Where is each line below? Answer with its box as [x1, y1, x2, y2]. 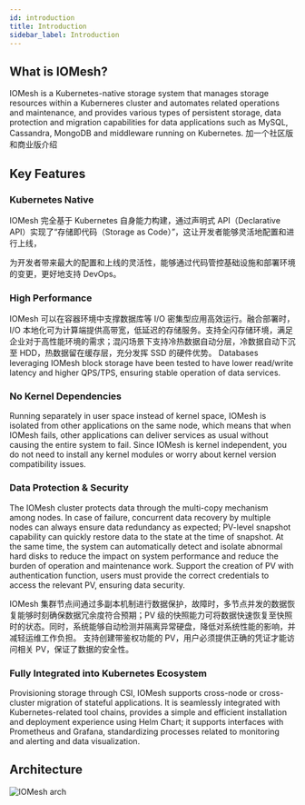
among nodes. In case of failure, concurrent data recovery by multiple [9, 512, 271, 522]
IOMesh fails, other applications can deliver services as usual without [9, 430, 269, 441]
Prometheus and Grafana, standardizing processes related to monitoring [9, 726, 280, 737]
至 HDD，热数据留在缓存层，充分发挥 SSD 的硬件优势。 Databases [9, 347, 259, 359]
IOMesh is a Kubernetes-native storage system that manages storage [9, 88, 270, 99]
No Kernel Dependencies [9, 390, 123, 402]
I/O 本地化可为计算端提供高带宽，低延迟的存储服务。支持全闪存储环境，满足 [9, 324, 293, 336]
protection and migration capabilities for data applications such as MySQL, [9, 117, 289, 128]
